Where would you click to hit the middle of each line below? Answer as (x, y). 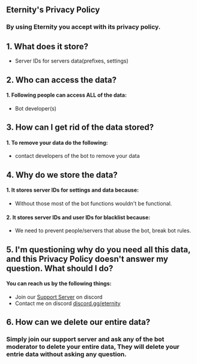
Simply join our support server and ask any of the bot (85, 339)
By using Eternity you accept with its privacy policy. (83, 27)
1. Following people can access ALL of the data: (67, 95)
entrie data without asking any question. (67, 354)
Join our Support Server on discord (59, 297)
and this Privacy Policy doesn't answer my (87, 259)
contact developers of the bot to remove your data (77, 156)
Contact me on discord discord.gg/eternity (68, 303)
